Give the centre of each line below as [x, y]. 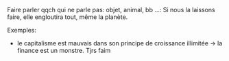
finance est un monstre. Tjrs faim [64, 50]
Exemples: [22, 30]
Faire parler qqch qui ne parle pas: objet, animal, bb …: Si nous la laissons [111, 10]
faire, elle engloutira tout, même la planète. [68, 17]
